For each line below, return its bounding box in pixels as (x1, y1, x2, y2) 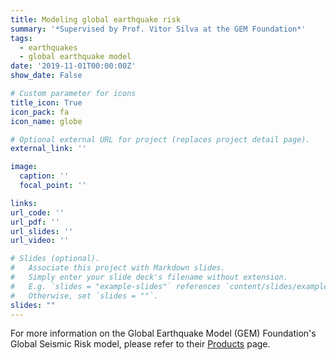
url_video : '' (10, 236, 70, 246)
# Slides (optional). (10, 254, 101, 264)
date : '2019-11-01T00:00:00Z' (10, 61, 137, 71)
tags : (10, 33, 33, 43)
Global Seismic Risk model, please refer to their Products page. (10, 338, 271, 350)
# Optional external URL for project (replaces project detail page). (10, 134, 311, 145)
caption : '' (19, 171, 70, 181)
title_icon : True (10, 97, 83, 108)
